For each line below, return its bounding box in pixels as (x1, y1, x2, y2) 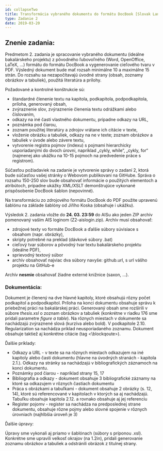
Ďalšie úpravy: (5, 421, 34, 427)
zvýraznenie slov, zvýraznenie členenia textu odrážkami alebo (12, 106, 137, 112)
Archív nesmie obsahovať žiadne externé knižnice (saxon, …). (5, 272, 129, 278)
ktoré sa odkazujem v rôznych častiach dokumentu (12, 381, 114, 387)
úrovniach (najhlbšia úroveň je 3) (12, 412, 78, 418)
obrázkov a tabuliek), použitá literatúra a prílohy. (5, 77, 102, 83)
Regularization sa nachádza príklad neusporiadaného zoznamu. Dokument (5, 326, 154, 332)
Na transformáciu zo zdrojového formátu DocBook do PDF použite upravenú (5, 197, 158, 203)
